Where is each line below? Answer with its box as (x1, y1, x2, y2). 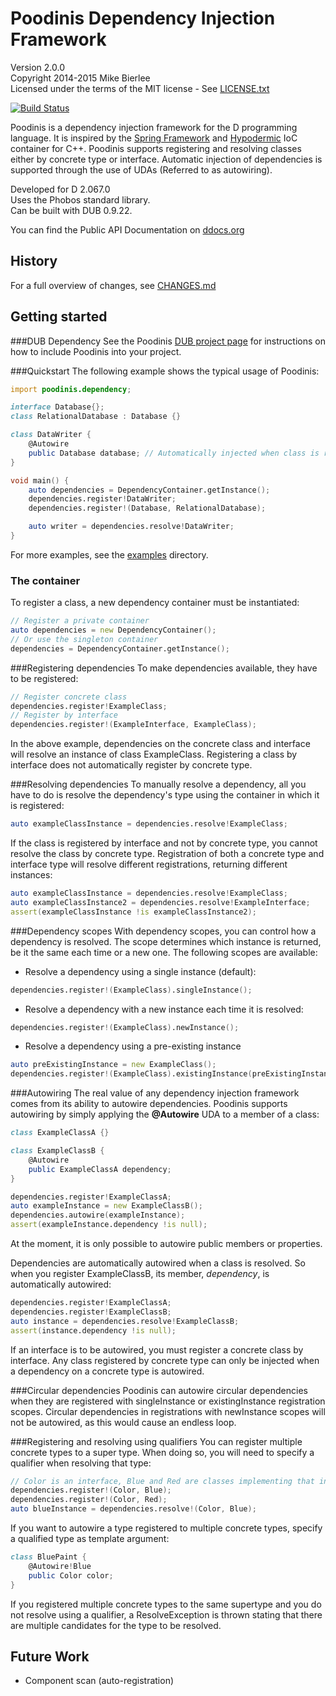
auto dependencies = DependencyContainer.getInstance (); (28, 485, 271, 495)
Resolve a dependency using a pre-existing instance (24, 1040, 242, 1052)
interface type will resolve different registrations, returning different (10, 858, 288, 871)
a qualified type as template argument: (10, 1533, 170, 1545)
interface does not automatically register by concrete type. (10, 759, 253, 771)
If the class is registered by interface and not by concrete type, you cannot (10, 837, 318, 849)
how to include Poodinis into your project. (10, 345, 182, 357)
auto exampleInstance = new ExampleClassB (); (10, 1201, 203, 1211)
